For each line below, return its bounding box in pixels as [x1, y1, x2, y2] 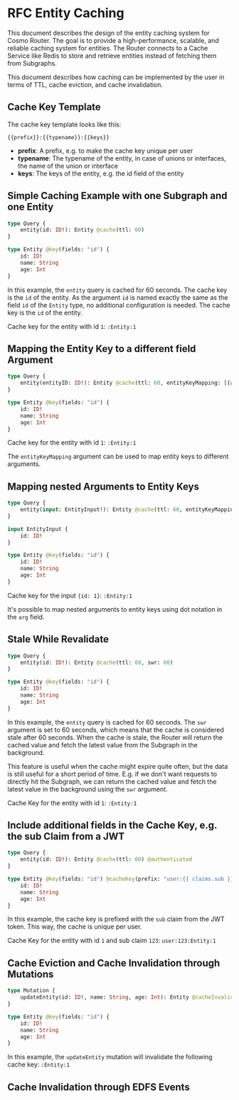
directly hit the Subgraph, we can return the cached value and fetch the [7, 777, 217, 786]
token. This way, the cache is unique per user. [7, 922, 142, 931]
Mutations [7, 968, 54, 980]
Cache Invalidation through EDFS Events [7, 1081, 190, 1093]
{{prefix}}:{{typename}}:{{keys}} [7, 133, 110, 141]
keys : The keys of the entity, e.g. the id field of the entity [17, 169, 184, 178]
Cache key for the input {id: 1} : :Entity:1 [7, 591, 133, 600]
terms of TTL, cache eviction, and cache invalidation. [7, 80, 164, 89]
